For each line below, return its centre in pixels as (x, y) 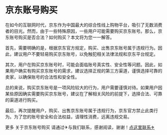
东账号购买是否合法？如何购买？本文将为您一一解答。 (60, 37)
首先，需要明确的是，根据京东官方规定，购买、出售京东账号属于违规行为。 (82, 48)
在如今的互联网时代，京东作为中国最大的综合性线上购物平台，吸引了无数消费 (84, 25)
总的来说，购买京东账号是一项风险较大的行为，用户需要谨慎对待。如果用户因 (84, 87)
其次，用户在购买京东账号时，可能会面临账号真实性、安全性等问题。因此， (82, 65)
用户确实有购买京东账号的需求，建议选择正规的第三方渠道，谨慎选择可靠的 (86, 70)
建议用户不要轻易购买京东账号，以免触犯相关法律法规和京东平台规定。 (86, 54)
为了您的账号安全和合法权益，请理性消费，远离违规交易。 (73, 117)
